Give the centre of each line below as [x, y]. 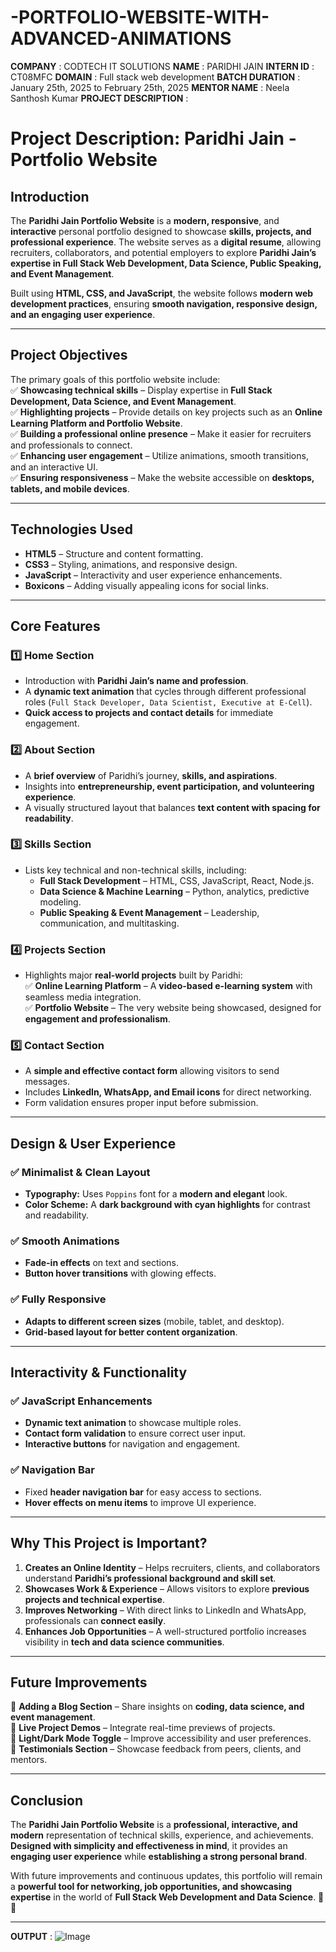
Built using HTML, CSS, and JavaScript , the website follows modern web [162, 293]
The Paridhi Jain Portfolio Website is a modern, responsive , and [145, 220]
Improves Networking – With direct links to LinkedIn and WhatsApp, [165, 1610]
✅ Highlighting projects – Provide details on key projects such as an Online [166, 412]
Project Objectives [69, 355]
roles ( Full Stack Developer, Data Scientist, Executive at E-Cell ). [168, 702]
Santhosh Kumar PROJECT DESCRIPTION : [99, 98]
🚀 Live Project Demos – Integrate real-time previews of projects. [143, 1728]
